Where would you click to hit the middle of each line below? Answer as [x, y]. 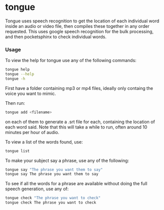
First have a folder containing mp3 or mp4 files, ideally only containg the [79, 88]
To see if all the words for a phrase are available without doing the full [76, 184]
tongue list [17, 151]
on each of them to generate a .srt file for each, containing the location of [80, 122]
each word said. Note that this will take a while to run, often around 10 [76, 127]
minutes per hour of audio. [32, 132]
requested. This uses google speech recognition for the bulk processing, [79, 31]
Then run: [15, 103]
